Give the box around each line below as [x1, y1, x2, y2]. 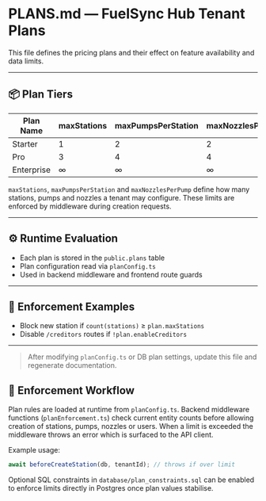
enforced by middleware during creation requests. [8, 201, 172, 211]
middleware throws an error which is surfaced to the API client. [8, 430, 214, 440]
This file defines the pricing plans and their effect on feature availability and [8, 48, 255, 57]
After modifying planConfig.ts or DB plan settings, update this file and [27, 352, 257, 361]
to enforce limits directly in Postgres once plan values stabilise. [8, 484, 214, 493]
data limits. [8, 56, 44, 66]
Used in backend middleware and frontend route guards [19, 270, 203, 279]
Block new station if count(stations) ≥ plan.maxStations [19, 321, 204, 331]
